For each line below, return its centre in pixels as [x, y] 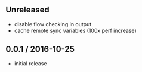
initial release [30, 63]
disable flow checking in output [53, 24]
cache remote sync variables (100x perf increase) [75, 30]
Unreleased [28, 10]
